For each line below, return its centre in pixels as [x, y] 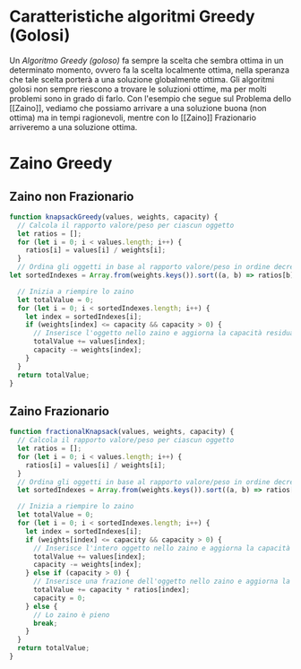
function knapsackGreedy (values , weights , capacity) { [114, 217]
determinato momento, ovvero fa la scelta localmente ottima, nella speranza [149, 70]
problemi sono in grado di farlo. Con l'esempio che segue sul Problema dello [150, 98]
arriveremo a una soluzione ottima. [73, 126]
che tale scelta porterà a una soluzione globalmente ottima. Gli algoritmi [142, 79]
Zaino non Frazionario [72, 196]
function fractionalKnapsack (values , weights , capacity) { [122, 432]
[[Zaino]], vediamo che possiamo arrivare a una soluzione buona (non [138, 108]
